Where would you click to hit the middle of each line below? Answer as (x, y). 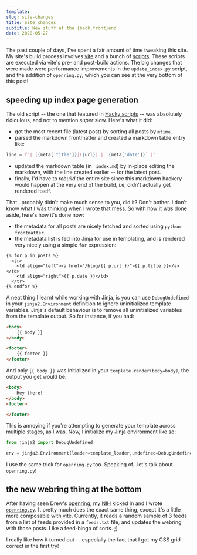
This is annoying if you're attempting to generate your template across (91, 426)
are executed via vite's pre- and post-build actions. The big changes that (94, 63)
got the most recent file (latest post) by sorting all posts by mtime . (93, 131)
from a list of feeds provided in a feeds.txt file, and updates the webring (94, 522)
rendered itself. (33, 191)
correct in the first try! (33, 546)
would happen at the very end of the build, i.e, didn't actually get (93, 184)
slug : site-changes (30, 17)
